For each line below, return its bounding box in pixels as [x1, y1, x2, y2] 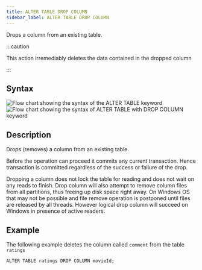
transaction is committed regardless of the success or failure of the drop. [6, 164, 188, 171]
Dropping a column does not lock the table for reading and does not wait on [6, 175, 195, 183]
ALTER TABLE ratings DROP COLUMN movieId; [6, 257, 115, 264]
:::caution [6, 43, 30, 50]
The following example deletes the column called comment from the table [6, 240, 185, 248]
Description [6, 130, 51, 140]
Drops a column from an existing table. [6, 31, 103, 38]
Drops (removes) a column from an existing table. [6, 146, 130, 153]
